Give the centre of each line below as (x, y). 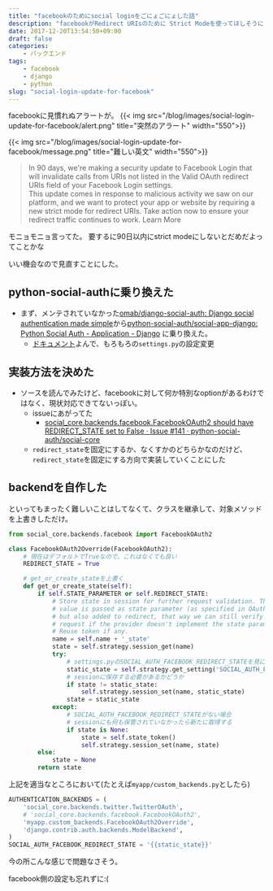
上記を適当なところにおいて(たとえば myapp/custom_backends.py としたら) (129, 785)
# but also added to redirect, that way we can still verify (158, 616)
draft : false (30, 39)
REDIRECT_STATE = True (61, 564)
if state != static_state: (112, 685)
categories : (28, 46)
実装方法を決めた (51, 372)
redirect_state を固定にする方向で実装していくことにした (129, 459)
